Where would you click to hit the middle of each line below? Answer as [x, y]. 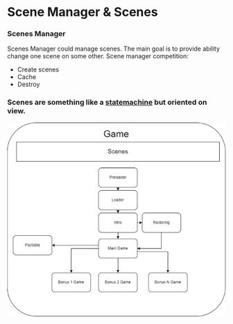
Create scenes [38, 69]
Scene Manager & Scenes [83, 12]
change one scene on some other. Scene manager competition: [98, 56]
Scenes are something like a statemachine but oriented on [107, 103]
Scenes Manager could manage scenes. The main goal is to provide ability [114, 49]
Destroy [28, 85]
